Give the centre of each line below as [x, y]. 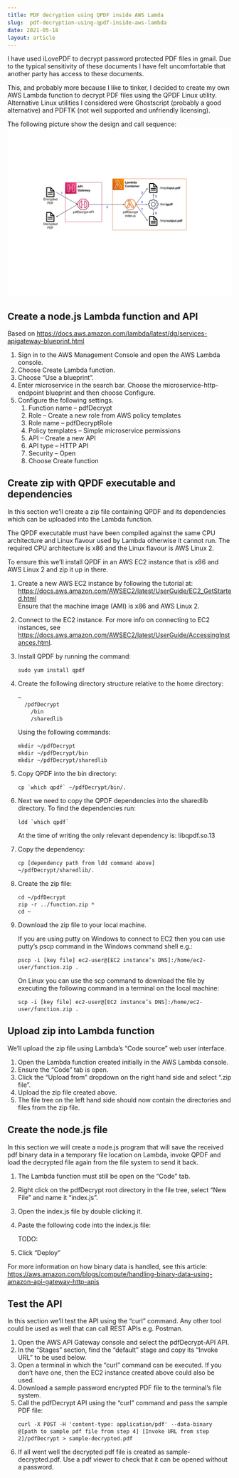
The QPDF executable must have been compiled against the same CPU [111, 533]
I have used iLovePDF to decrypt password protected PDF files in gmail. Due [119, 59]
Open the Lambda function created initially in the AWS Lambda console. [123, 1062]
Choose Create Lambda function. [66, 370]
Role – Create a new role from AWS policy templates [105, 415]
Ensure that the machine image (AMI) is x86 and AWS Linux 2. [108, 606]
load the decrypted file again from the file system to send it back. [103, 1162]
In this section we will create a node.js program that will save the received [116, 1147]
